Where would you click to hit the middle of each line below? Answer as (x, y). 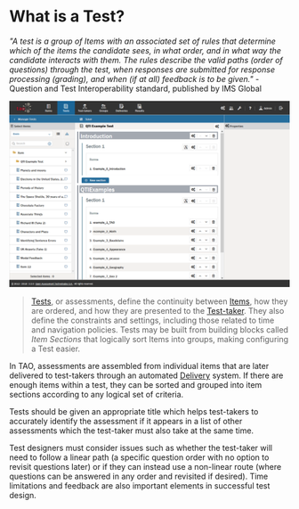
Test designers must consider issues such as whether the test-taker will (141, 448)
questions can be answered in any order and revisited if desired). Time (139, 476)
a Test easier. (56, 349)
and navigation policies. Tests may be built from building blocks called (160, 330)
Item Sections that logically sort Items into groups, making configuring (160, 340)
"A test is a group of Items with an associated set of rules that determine (142, 41)
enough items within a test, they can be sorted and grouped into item (136, 385)
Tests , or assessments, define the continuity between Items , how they (159, 301)
